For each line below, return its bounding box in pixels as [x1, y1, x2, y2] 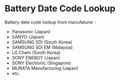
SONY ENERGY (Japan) [11, 54, 60, 60]
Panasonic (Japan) [11, 28, 51, 34]
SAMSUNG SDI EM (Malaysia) [11, 44, 73, 50]
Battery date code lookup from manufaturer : [4, 19, 96, 25]
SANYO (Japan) [11, 34, 45, 40]
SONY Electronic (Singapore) [11, 60, 71, 66]
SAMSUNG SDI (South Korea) [11, 39, 72, 45]
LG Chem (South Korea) [11, 50, 60, 55]
